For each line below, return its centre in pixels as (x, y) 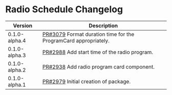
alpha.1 (17, 84)
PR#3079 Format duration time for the (88, 34)
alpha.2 (17, 70)
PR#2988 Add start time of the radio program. (98, 52)
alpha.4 (17, 40)
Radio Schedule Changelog (64, 9)
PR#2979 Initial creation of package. (87, 81)
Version (23, 26)
